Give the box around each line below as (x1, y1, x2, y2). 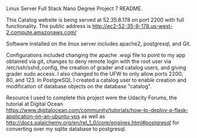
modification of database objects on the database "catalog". (6, 83, 152, 90)
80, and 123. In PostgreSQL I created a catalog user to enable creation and (6, 76, 186, 83)
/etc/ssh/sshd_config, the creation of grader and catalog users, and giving (6, 64, 186, 71)
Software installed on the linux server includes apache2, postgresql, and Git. (6, 41, 191, 47)
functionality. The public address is (6, 23, 91, 29)
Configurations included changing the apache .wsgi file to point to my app (6, 52, 186, 58)
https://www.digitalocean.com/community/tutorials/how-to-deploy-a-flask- (6, 107, 189, 113)
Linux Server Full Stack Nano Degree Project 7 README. (6, 5, 143, 12)
